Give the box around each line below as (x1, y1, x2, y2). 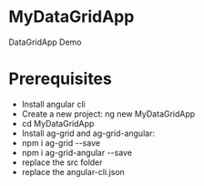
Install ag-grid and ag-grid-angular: (21, 128, 156, 139)
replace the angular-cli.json (21, 166, 125, 177)
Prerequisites (8, 68, 113, 89)
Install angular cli (21, 98, 86, 109)
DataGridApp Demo (8, 36, 82, 47)
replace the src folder (21, 157, 103, 168)
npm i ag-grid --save (21, 137, 101, 148)
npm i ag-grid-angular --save (21, 147, 133, 158)
